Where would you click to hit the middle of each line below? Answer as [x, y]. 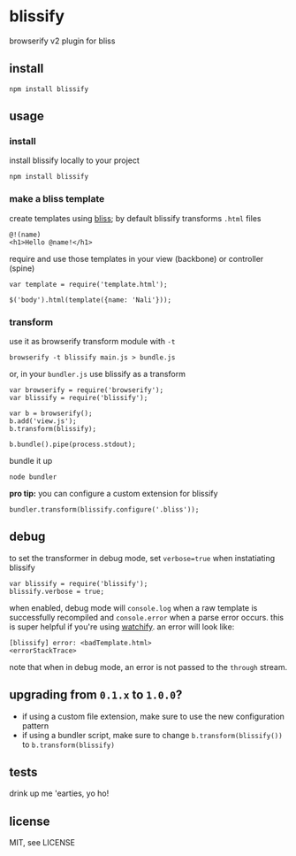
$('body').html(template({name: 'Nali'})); [91, 300]
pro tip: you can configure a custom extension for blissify [114, 494]
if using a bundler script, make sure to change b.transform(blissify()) [152, 735]
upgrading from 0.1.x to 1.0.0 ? [96, 695]
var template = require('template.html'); [88, 284]
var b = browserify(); [51, 413]
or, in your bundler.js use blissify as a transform [97, 374]
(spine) [22, 268]
